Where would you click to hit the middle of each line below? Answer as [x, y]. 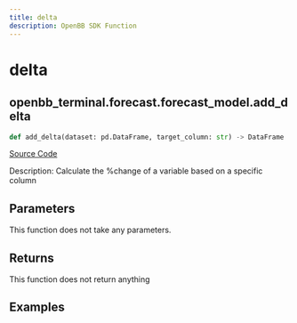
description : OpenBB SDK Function [73, 26]
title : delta [33, 17]
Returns [32, 258]
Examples [37, 307]
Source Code [33, 154]
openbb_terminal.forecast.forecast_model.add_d [149, 103]
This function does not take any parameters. [90, 230]
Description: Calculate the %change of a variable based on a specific [136, 171]
